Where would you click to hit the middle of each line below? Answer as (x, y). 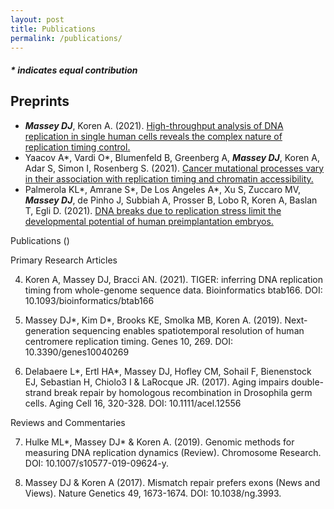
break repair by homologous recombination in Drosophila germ (183, 392)
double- (308, 382)
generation (47, 330)
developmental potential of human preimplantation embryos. (149, 221)
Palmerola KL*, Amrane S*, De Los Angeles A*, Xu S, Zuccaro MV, (163, 189)
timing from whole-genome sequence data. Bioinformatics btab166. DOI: (173, 290)
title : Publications (53, 29)
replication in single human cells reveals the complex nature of (153, 136)
